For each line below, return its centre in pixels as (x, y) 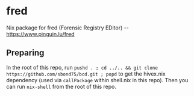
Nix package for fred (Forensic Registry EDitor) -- (68, 28)
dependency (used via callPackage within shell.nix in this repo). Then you (97, 80)
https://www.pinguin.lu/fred (40, 34)
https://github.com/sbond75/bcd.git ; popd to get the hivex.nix (86, 74)
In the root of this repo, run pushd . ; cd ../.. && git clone (82, 67)
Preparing (25, 53)
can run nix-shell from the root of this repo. (61, 86)
